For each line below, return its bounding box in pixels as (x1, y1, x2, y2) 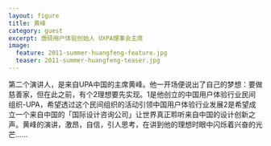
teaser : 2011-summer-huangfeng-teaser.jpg (15, 57, 161, 65)
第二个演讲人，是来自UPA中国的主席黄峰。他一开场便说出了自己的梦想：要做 (8, 79, 263, 89)
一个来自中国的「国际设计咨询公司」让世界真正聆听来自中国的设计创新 (15, 109, 248, 119)
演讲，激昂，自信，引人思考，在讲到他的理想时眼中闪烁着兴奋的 (43, 120, 256, 129)
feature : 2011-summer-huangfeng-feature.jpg (15, 49, 168, 57)
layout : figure (8, 11, 60, 20)
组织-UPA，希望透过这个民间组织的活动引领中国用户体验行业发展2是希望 (8, 99, 249, 109)
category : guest (8, 26, 63, 34)
